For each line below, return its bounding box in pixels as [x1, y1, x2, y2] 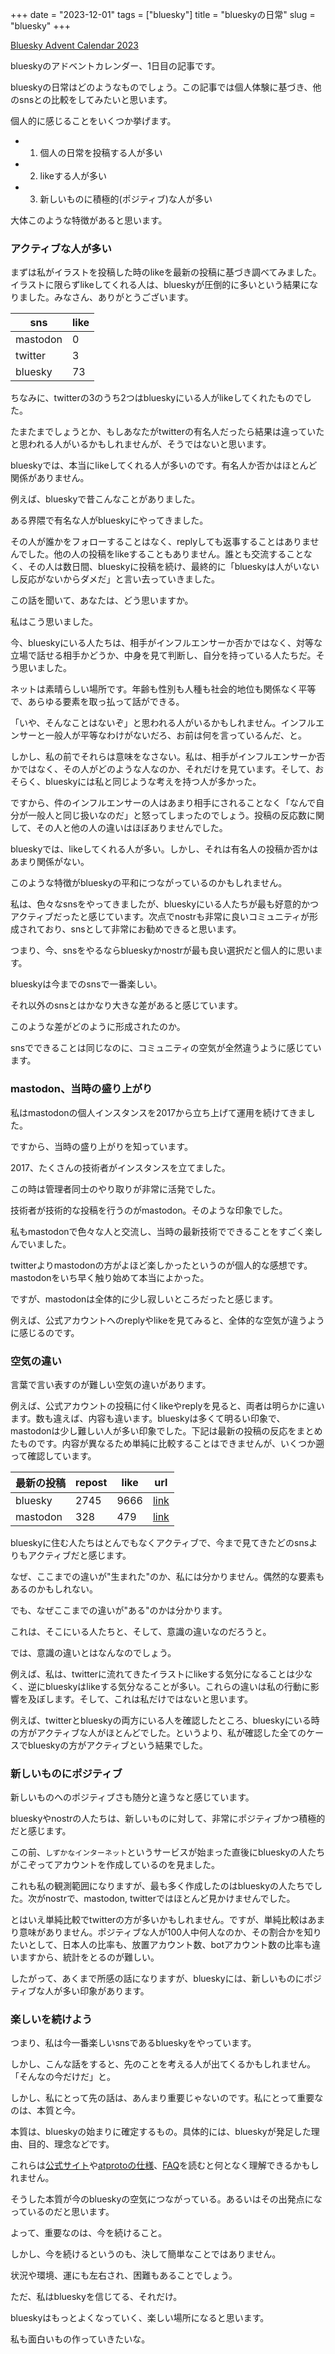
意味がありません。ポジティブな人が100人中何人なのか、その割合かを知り [18, 1926, 322, 1938]
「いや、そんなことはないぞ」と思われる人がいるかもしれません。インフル [10, 717, 317, 729]
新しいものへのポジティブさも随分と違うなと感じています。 [10, 1791, 255, 1803]
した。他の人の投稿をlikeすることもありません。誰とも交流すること [27, 548, 304, 560]
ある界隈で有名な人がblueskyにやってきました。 [10, 514, 209, 527]
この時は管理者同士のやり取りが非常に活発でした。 [10, 1183, 221, 1195]
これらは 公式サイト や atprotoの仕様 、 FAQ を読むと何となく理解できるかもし [10, 2159, 320, 2172]
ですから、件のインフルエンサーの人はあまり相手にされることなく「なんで [10, 797, 317, 809]
